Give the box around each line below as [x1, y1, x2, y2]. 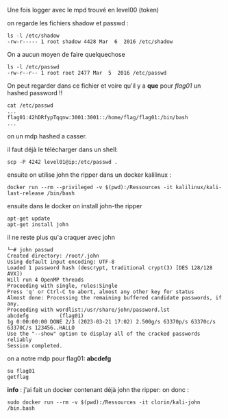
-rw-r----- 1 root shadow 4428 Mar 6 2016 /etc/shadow [7, 38, 173, 45]
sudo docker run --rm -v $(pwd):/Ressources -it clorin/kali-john [7, 399, 201, 406]
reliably [7, 336, 32, 343]
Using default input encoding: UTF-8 [7, 258, 115, 265]
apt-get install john [7, 221, 69, 228]
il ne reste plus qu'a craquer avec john [7, 233, 115, 241]
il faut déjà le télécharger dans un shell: [7, 145, 118, 153]
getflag [7, 373, 29, 380]
